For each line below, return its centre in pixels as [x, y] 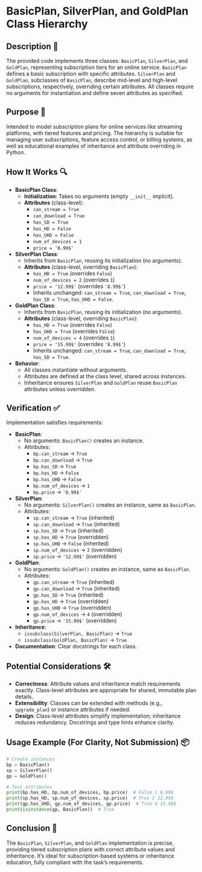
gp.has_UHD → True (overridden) [72, 608]
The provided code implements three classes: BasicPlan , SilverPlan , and [97, 61]
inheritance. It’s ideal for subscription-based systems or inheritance [90, 856]
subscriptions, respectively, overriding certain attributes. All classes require [100, 87]
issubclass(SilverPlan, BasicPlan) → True [78, 634]
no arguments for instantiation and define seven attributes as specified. [95, 93]
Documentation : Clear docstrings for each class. [76, 646]
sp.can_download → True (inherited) [76, 524]
